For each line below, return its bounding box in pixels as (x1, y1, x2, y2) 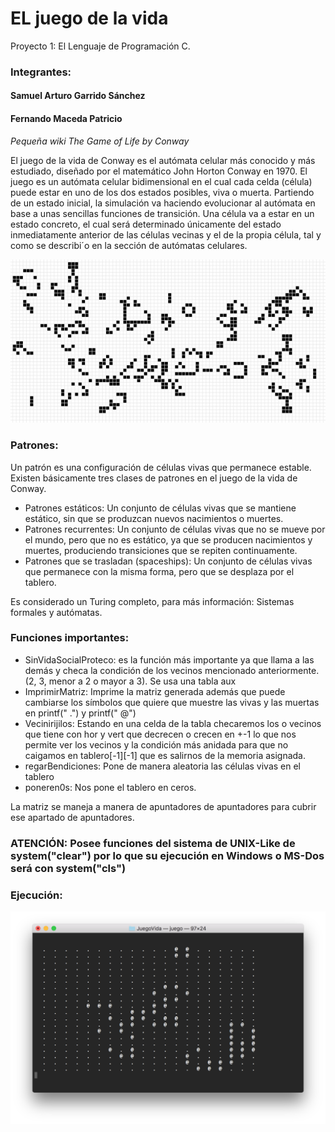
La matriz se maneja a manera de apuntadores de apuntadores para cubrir (10, 800, 317, 812)
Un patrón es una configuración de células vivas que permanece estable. (10, 461, 312, 473)
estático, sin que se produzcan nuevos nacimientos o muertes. (24, 512, 284, 524)
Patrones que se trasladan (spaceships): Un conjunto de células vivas (24, 555, 313, 567)
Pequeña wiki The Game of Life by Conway (10, 135, 190, 147)
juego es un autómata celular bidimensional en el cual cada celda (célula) (10, 175, 313, 187)
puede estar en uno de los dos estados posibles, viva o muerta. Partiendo (10, 186, 315, 198)
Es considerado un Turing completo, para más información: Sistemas (10, 595, 295, 607)
